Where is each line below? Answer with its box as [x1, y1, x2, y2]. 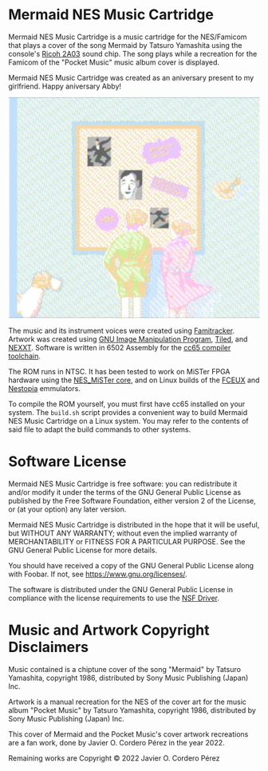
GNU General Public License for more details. [8, 545, 158, 555]
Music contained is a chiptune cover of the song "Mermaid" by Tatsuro [8, 664, 242, 674]
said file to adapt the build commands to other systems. [8, 425, 191, 434]
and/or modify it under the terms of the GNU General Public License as [8, 487, 242, 496]
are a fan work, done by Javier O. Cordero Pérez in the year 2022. [8, 737, 225, 747]
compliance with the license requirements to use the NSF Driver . [8, 593, 219, 603]
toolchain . [8, 351, 41, 361]
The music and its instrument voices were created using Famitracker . [8, 326, 235, 335]
